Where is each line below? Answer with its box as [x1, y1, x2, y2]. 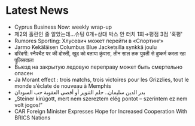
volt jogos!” [14, 101, 43, 108]
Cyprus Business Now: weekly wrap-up [14, 23, 112, 30]
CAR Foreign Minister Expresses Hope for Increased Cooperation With [14, 107, 188, 115]
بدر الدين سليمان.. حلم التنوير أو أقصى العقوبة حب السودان [14, 88, 146, 96]
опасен [14, 69, 33, 76]
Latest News [5, 4, 69, 17]
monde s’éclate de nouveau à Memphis [14, 82, 111, 90]
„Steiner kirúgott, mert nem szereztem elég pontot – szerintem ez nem [14, 95, 188, 102]
